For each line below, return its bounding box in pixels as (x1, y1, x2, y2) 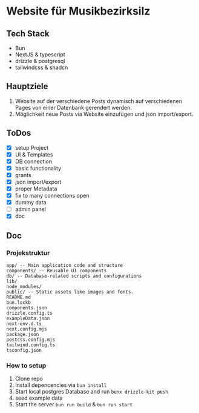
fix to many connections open (15, 192, 90, 200)
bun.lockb (6, 300, 31, 306)
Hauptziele (6, 81, 48, 92)
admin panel (15, 206, 47, 213)
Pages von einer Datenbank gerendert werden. (15, 104, 132, 111)
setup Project (15, 144, 49, 151)
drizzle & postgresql (15, 58, 65, 64)
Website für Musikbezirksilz (6, 4, 151, 18)
